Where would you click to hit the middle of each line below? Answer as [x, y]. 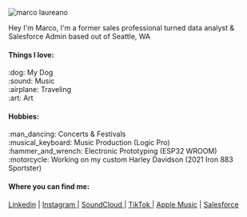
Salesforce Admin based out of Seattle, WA [80, 36]
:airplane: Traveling [40, 90]
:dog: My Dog [31, 73]
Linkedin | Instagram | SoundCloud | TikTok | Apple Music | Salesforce [124, 204]
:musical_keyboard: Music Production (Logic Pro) [89, 143]
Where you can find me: [49, 187]
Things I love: [31, 54]
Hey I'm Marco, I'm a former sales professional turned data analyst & [121, 28]
